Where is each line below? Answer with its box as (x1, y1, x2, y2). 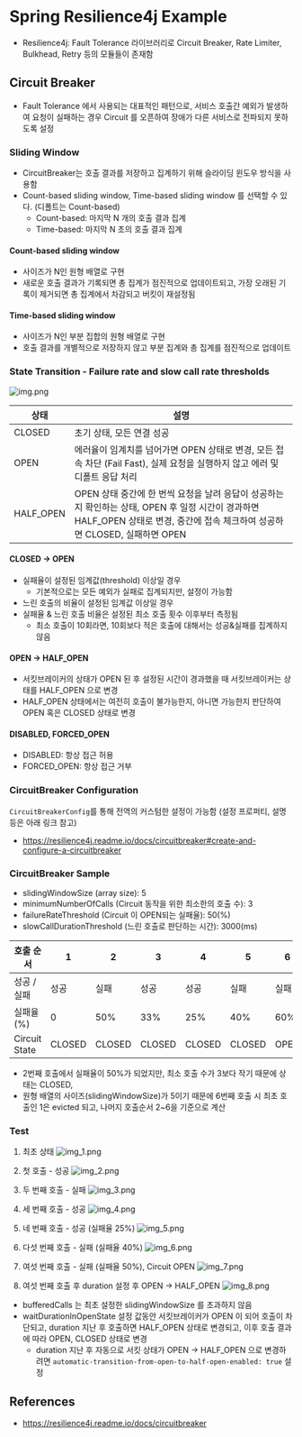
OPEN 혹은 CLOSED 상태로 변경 (22, 708, 137, 718)
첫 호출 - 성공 (22, 1166, 70, 1176)
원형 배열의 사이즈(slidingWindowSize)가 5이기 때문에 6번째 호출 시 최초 (22, 1090, 279, 1101)
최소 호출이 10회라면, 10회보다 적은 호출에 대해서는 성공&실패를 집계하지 (35, 619, 288, 630)
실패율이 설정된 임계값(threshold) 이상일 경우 (22, 574, 182, 585)
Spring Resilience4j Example (9, 6, 227, 27)
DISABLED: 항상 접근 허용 (22, 750, 114, 761)
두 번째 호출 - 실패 (22, 1185, 87, 1195)
